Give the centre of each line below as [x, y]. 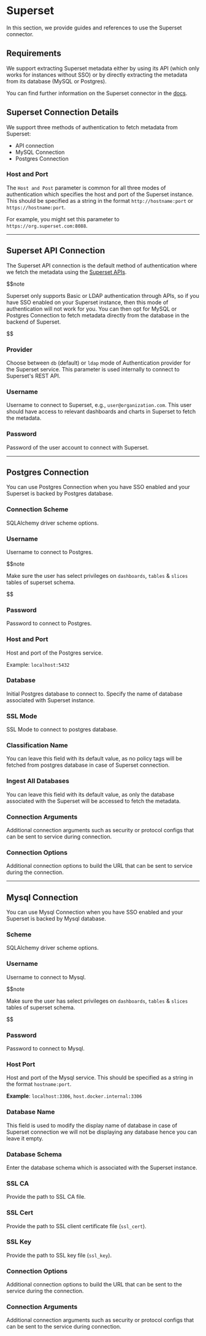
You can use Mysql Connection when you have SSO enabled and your [95, 912]
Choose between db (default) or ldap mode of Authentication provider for [99, 363]
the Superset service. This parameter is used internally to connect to [93, 369]
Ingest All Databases [38, 781]
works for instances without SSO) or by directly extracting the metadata [97, 75]
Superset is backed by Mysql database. [56, 919]
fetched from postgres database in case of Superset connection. [88, 765]
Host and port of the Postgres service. [55, 653]
